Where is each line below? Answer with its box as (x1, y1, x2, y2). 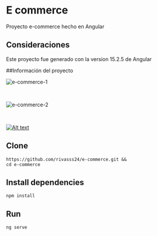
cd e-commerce (6, 161, 41, 167)
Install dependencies (6, 177, 84, 187)
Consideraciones (6, 40, 70, 50)
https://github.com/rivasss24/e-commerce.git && (6, 156, 127, 162)
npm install (6, 193, 35, 199)
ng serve (6, 224, 28, 231)
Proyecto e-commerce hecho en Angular (6, 23, 105, 30)
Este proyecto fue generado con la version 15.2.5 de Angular (6, 55, 152, 62)
